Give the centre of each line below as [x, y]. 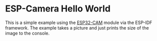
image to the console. [27, 33]
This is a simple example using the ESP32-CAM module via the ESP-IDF [79, 22]
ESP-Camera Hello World [58, 9]
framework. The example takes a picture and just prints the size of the [77, 27]
